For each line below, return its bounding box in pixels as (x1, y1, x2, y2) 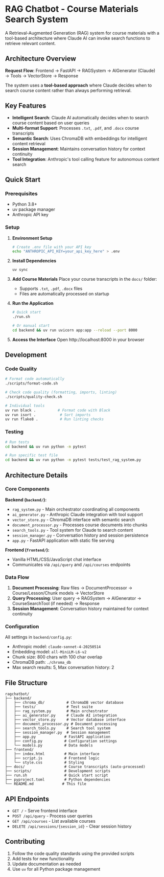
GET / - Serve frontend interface (12, 808, 77, 814)
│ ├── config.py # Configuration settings (5, 739, 117, 744)
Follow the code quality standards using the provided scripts (12, 850, 135, 856)
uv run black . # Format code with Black (5, 407, 111, 413)
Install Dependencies (12, 258, 56, 264)
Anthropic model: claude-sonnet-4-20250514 (12, 644, 101, 650)
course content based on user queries (12, 120, 90, 126)
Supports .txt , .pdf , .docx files (19, 286, 83, 292)
